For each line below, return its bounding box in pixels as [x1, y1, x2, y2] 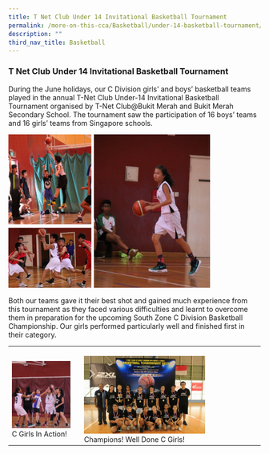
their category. [8, 330, 57, 339]
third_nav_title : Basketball [8, 39, 106, 47]
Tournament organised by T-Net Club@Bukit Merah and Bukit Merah [8, 101, 234, 111]
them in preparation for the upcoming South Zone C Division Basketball [8, 313, 243, 322]
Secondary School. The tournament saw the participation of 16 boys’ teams [8, 109, 258, 120]
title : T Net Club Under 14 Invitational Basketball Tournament [8, 13, 227, 21]
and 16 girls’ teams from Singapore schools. [8, 118, 154, 128]
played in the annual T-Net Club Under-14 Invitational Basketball [8, 92, 219, 102]
